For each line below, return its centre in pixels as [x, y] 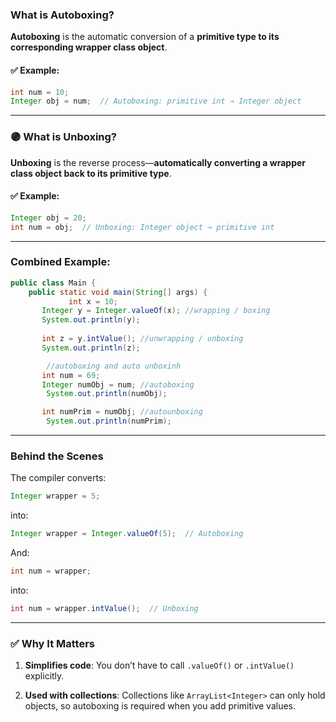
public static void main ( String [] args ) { [118, 292]
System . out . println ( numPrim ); [109, 421]
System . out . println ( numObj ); [107, 394]
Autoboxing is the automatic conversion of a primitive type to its [145, 37]
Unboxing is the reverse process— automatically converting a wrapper [158, 162]
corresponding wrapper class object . [89, 47]
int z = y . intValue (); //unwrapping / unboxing [142, 339]
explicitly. [44, 676]
